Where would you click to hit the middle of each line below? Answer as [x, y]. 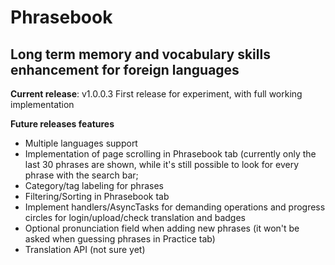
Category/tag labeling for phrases [94, 185]
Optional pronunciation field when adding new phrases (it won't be [162, 228]
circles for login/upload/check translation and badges [135, 217]
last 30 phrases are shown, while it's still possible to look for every [162, 164]
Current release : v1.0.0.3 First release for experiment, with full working [156, 94]
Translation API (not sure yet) [85, 249]
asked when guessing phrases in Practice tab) [120, 239]
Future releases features [62, 124]
